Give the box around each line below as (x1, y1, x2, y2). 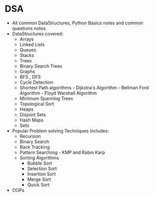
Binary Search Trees (19, 63, 62, 69)
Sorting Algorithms (19, 154, 59, 160)
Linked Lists (19, 41, 45, 47)
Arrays (19, 36, 34, 42)
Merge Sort (27, 176, 51, 182)
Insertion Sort (27, 171, 56, 177)
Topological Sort (19, 101, 54, 107)
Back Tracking (19, 144, 50, 150)
